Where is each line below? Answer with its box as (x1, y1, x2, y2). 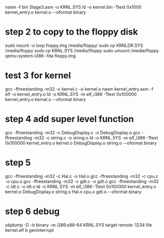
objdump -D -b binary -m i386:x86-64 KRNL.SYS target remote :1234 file (5, 222, 152, 228)
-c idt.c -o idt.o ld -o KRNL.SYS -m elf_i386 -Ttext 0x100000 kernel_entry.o (5, 183, 156, 189)
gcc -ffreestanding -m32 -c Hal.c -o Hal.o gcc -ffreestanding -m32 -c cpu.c (5, 173, 159, 179)
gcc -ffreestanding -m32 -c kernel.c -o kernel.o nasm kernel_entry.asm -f (5, 86, 154, 92)
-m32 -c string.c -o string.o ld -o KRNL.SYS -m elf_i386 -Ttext (33, 135, 158, 140)
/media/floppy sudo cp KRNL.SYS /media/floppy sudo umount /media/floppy (5, 47, 159, 53)
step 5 (5, 157, 31, 168)
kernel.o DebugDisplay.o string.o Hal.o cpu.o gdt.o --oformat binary (5, 189, 142, 195)
